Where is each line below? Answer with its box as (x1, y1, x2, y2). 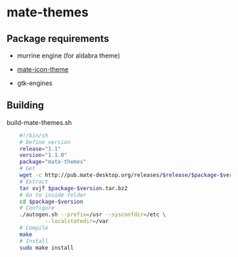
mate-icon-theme (16, 65, 69, 73)
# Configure (19, 204, 55, 212)
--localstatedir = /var (44, 218, 109, 225)
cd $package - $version (19, 198, 83, 205)
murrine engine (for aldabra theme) (16, 51, 120, 60)
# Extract (19, 178, 49, 185)
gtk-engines (16, 79, 53, 87)
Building (6, 99, 44, 111)
